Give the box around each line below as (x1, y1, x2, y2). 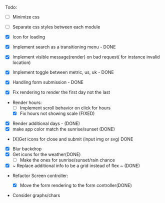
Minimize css (12, 14, 40, 19)
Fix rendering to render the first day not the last (12, 89, 110, 95)
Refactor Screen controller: (12, 172, 68, 178)
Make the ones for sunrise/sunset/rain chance (19, 157, 115, 163)
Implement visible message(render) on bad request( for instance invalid (12, 54, 160, 60)
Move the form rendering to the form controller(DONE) (19, 182, 132, 188)
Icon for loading (12, 34, 45, 40)
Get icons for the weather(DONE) (12, 151, 81, 157)
